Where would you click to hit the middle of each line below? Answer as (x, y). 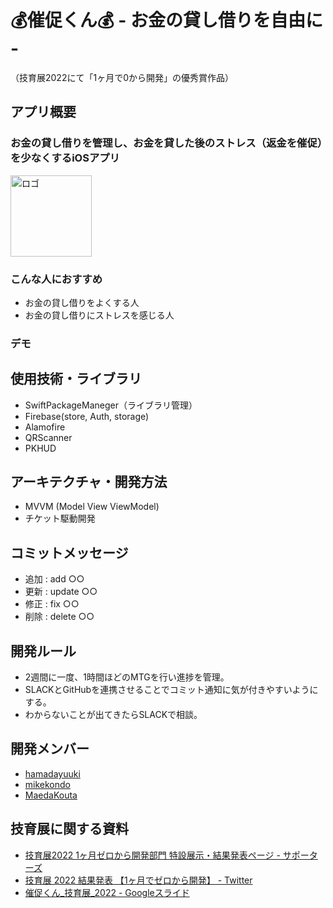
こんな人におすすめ (56, 279)
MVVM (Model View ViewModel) (92, 507)
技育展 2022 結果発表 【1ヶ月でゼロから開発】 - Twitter (138, 880)
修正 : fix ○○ (52, 604)
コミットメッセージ (69, 552)
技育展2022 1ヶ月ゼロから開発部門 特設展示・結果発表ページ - (152, 855)
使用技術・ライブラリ (76, 379)
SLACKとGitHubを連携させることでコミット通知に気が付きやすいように (171, 690)
